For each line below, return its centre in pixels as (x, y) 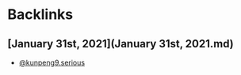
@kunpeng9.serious (52, 62)
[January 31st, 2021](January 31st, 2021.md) (121, 44)
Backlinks (40, 15)
